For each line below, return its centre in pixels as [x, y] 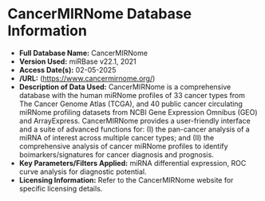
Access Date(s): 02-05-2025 [67, 69]
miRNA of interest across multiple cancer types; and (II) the [117, 137]
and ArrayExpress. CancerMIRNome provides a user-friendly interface [134, 120]
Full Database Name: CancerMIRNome [83, 53]
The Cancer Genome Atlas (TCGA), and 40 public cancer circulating [131, 104]
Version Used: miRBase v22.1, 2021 [77, 61]
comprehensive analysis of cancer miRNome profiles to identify [123, 146]
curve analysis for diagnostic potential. [83, 171]
